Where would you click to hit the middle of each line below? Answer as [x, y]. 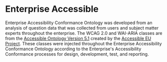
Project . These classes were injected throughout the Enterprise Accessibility [83, 43]
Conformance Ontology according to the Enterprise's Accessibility [73, 49]
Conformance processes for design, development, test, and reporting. [77, 54]
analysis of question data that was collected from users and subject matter [82, 28]
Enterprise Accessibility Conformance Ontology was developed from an [79, 23]
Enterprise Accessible [52, 9]
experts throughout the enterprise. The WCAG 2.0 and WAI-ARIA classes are [84, 33]
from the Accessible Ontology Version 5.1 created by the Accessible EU [78, 38]
